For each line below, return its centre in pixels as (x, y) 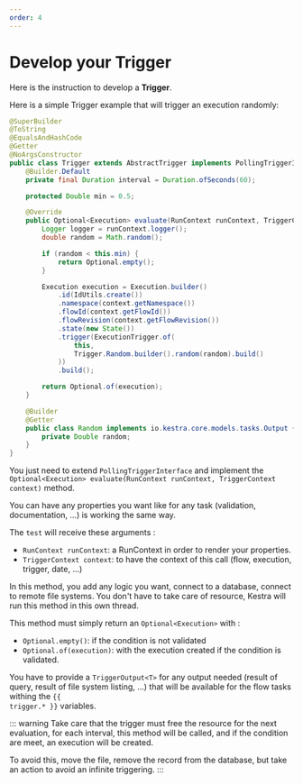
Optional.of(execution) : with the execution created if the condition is (151, 651)
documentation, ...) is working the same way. (92, 515)
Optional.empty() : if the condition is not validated (114, 641)
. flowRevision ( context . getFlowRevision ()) (138, 321)
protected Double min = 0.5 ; (80, 196)
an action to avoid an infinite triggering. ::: (87, 770)
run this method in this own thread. (74, 606)
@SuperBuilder (36, 121)
